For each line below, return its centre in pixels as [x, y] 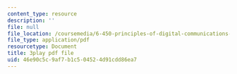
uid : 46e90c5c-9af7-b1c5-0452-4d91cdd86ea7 [72, 60]
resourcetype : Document [42, 47]
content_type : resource [42, 14]
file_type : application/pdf [49, 40]
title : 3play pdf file [41, 54]
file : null [23, 27]
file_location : [30, 33]
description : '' [31, 20]
